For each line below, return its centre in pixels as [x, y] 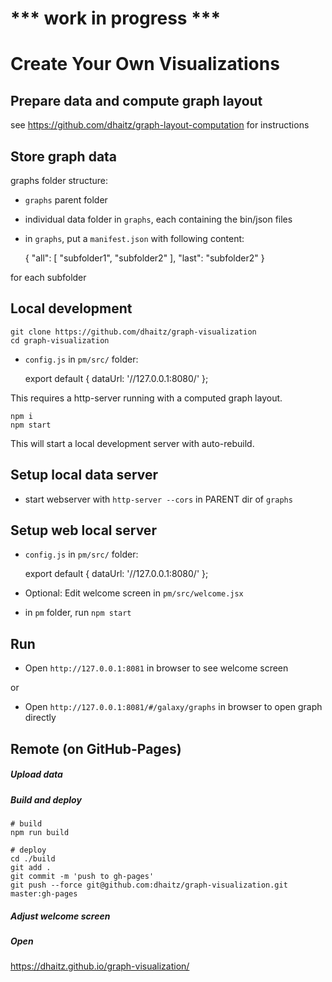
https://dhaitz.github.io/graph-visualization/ [100, 966]
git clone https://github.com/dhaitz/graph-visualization [133, 332]
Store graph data [64, 156]
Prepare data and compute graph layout [136, 100]
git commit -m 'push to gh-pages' [82, 876]
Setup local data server [84, 475]
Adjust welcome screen [60, 916]
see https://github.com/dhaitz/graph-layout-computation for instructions [160, 125]
